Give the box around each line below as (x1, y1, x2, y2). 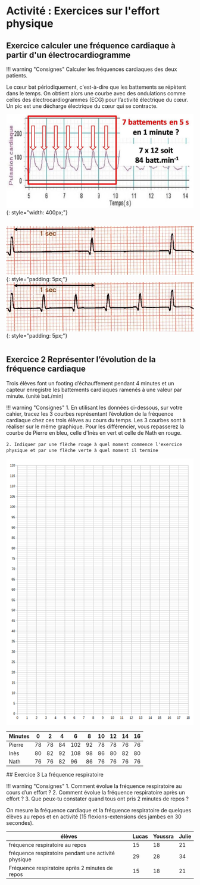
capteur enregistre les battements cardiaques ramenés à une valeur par (6, 386, 182, 393)
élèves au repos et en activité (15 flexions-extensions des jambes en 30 (6, 813, 182, 820)
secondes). (6, 819, 34, 827)
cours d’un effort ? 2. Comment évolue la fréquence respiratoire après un (6, 789, 186, 796)
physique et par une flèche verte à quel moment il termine (6, 447, 159, 453)
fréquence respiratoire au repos (8, 842, 86, 849)
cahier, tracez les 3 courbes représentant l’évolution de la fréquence (6, 410, 174, 417)
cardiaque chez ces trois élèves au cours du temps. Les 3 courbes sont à (6, 416, 186, 423)
